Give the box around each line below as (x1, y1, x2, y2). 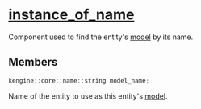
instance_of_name (8, 6, 135, 24)
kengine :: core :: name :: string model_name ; (8, 76, 150, 85)
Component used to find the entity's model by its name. (8, 32, 194, 42)
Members (8, 55, 58, 69)
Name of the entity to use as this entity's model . (8, 91, 168, 101)
